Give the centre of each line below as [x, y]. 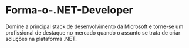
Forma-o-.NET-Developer [69, 10]
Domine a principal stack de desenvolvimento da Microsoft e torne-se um [95, 26]
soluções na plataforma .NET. [41, 39]
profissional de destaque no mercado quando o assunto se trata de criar [93, 32]
